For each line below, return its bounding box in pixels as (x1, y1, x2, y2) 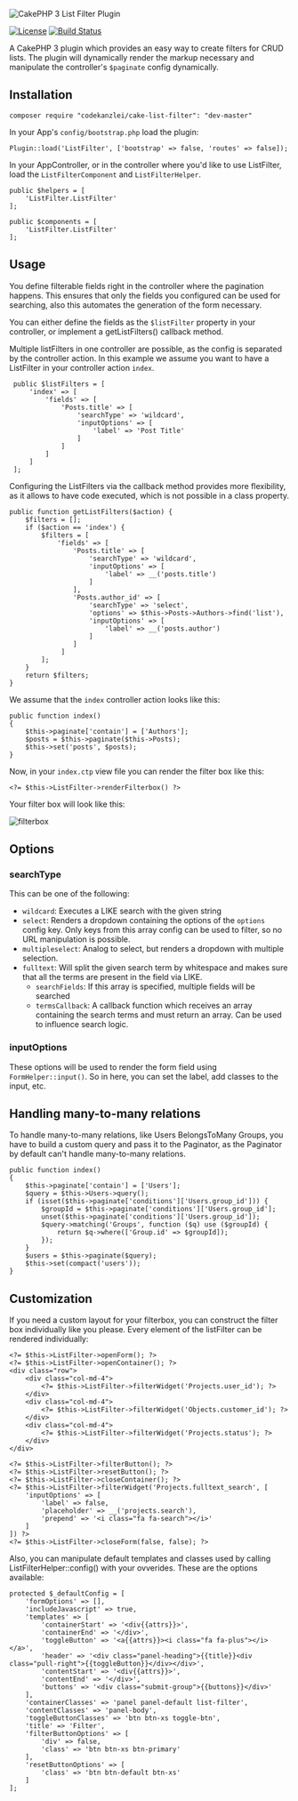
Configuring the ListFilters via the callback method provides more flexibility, (9, 480, 286, 491)
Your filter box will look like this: (9, 799, 125, 809)
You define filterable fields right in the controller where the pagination (9, 280, 264, 291)
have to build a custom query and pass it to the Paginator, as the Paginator (9, 1139, 283, 1150)
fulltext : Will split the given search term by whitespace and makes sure (21, 962, 288, 973)
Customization (9, 1290, 93, 1307)
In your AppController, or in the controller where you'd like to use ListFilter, (9, 159, 282, 170)
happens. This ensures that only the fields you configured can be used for (9, 290, 281, 301)
